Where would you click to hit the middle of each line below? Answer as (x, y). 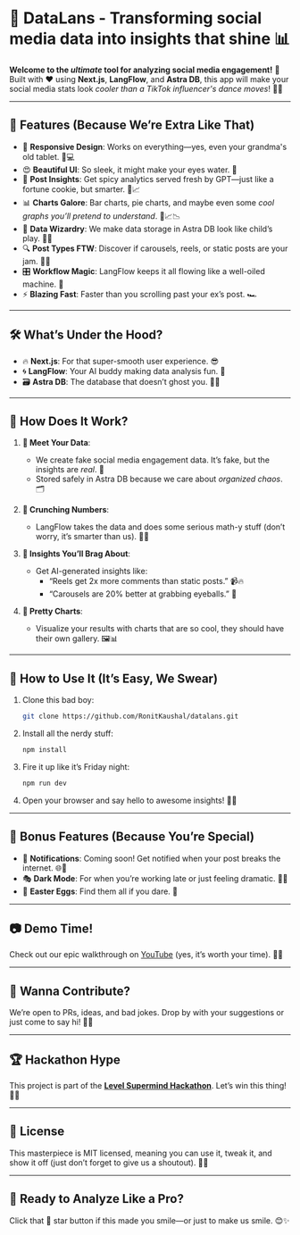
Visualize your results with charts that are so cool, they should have (159, 629)
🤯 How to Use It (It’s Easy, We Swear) (114, 678)
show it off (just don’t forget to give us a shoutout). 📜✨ (109, 1162)
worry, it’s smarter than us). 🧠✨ (92, 537)
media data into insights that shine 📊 (150, 39)
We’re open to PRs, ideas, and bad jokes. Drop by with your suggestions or (146, 1013)
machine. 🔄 (43, 284)
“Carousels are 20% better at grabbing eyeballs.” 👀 (143, 594)
